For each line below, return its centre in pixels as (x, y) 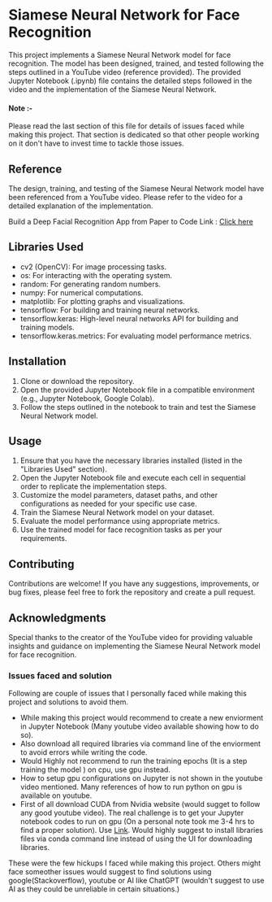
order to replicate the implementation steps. (93, 486)
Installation (37, 362)
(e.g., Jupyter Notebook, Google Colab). (87, 398)
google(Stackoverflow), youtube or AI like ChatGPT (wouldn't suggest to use (136, 881)
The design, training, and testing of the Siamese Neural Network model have (136, 188)
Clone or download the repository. (78, 381)
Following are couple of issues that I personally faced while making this (128, 694)
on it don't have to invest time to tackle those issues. (96, 143)
